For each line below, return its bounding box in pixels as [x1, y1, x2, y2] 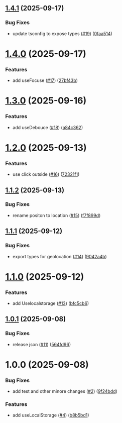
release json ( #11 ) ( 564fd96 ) [12, 341, 71, 347]
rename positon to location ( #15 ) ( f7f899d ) [12, 212, 101, 218]
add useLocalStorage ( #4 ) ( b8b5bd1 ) [12, 412, 89, 418]
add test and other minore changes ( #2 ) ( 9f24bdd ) [12, 388, 118, 394]
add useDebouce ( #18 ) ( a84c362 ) [12, 124, 83, 130]
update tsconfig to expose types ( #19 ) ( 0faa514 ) [12, 30, 112, 37]
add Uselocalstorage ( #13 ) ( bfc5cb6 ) [12, 300, 89, 306]
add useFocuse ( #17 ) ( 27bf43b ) [12, 77, 78, 83]
